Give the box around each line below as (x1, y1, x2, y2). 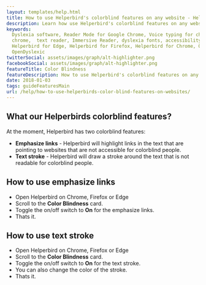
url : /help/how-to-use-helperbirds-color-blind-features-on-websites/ (6, 89, 191, 95)
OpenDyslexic (12, 49, 45, 55)
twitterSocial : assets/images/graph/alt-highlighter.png (6, 55, 155, 61)
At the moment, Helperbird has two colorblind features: (6, 127, 146, 135)
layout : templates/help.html (6, 9, 81, 15)
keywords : (6, 26, 32, 32)
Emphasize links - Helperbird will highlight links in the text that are (15, 139, 184, 147)
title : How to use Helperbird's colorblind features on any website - (6, 15, 191, 21)
